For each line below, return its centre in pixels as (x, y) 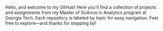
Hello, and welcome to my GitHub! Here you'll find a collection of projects (81, 7)
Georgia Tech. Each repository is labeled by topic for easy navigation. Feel (82, 18)
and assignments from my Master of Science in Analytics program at (76, 12)
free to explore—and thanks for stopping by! (51, 23)
